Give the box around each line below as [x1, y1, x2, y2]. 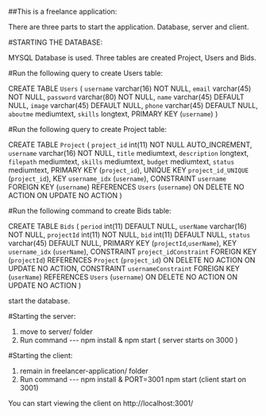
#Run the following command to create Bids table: [8, 206, 172, 216]
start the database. [8, 296, 70, 305]
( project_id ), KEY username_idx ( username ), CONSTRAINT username [8, 174, 227, 183]
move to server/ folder [19, 327, 93, 336]
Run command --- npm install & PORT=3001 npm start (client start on [19, 375, 247, 384]
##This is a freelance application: [8, 7, 118, 16]
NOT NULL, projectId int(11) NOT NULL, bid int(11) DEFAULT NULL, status [8, 230, 251, 239]
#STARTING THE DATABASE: [8, 37, 103, 47]
